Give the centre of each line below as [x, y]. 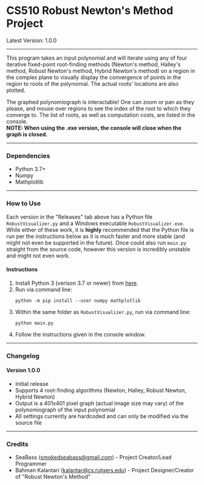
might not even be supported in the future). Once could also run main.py [97, 242]
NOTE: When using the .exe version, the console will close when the [94, 128]
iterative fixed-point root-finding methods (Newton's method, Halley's [93, 64]
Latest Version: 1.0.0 [32, 40]
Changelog [23, 355]
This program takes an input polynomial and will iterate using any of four [97, 58]
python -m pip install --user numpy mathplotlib [78, 301]
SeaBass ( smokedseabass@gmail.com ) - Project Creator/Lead [93, 458]
